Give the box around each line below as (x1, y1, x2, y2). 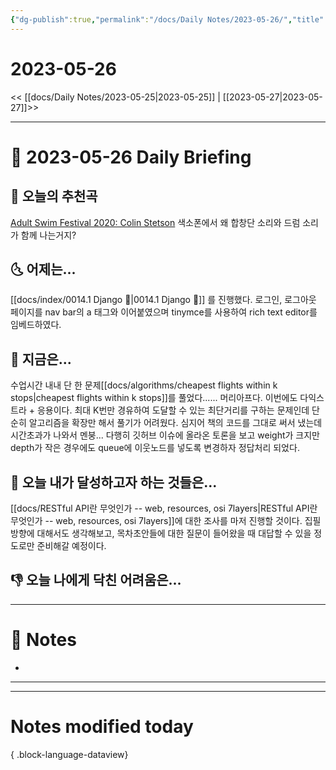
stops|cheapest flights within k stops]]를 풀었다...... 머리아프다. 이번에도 (10, 392, 298, 404)
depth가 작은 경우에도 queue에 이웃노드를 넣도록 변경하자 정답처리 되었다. (10, 442, 300, 454)
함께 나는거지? (20, 229, 77, 241)
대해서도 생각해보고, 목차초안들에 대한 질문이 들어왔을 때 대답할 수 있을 (36, 527, 312, 539)
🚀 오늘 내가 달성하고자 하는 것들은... (10, 474, 218, 491)
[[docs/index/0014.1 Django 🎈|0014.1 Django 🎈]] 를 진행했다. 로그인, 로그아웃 (10, 294, 317, 306)
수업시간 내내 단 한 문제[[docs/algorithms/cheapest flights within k (10, 379, 278, 391)
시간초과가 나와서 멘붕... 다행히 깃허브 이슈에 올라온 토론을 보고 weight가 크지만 (10, 429, 320, 441)
